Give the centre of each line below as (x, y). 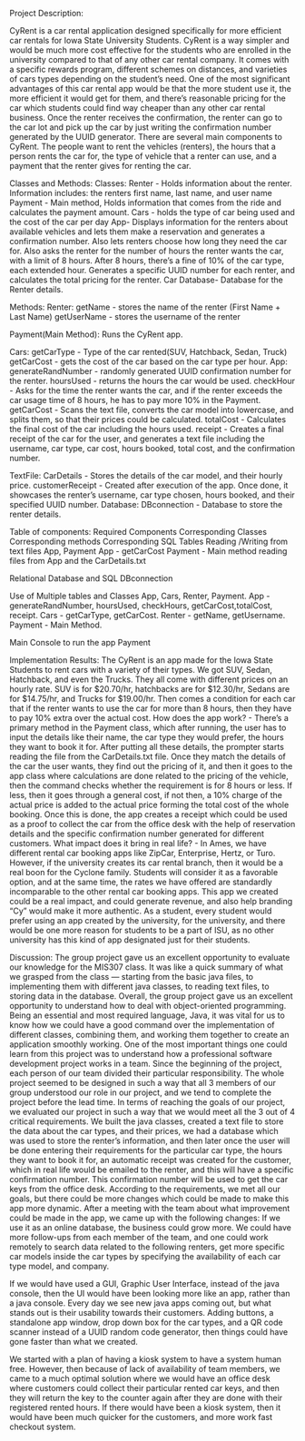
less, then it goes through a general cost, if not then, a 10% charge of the (146, 795)
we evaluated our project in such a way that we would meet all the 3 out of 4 (152, 1112)
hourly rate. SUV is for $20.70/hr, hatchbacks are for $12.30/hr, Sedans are (150, 689)
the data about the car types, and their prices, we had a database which (144, 1131)
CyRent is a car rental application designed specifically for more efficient (146, 30)
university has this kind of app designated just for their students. (130, 940)
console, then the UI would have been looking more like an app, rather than (150, 1293)
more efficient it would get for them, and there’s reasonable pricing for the (148, 98)
